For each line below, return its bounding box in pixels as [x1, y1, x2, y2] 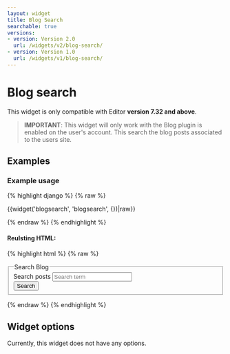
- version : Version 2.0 [7, 36, 76, 43]
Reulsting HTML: [7, 233, 56, 242]
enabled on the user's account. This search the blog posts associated [23, 128, 222, 136]
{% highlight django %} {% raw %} [7, 191, 106, 200]
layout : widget [7, 10, 51, 17]
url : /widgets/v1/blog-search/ [13, 55, 103, 62]
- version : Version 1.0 [7, 49, 76, 56]
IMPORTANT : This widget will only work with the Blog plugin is [23, 121, 202, 129]
